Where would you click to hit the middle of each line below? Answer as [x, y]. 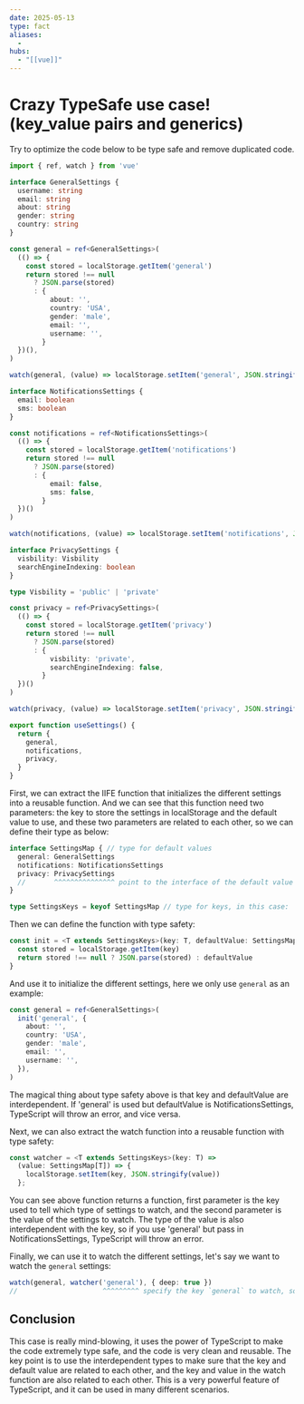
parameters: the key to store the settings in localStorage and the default [143, 813]
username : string [50, 190]
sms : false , [72, 492]
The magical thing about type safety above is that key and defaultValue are [149, 1095]
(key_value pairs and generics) [127, 124]
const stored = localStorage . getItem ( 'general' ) [119, 266]
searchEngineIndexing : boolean [76, 567]
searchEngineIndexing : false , [107, 668]
